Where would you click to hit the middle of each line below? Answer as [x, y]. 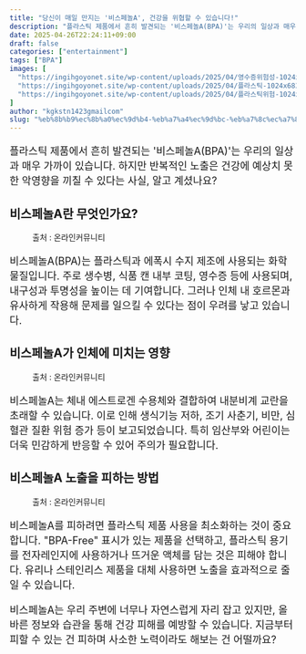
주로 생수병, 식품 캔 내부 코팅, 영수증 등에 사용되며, [178, 276]
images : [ [28, 69]
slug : [20, 119]
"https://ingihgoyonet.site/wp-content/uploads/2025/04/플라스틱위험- [148, 94]
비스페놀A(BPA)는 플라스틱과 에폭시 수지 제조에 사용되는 [138, 261]
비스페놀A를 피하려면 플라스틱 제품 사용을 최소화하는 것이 [140, 525]
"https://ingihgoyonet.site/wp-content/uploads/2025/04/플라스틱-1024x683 [159, 86]
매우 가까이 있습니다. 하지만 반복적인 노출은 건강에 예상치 [151, 166]
